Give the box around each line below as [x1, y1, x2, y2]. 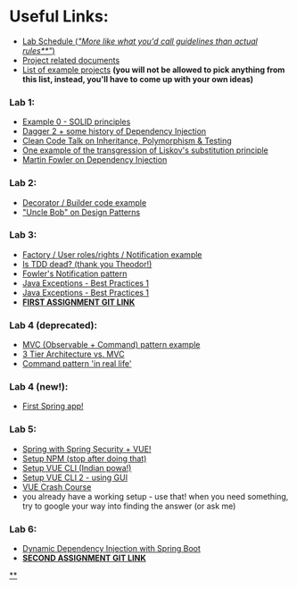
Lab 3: [9, 229, 37, 241]
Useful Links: [9, 6, 109, 27]
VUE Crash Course [21, 481, 92, 492]
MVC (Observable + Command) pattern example [21, 340, 201, 350]
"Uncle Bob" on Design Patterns [21, 206, 141, 217]
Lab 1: [9, 96, 36, 108]
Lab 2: [9, 177, 37, 189]
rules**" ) [21, 45, 55, 55]
